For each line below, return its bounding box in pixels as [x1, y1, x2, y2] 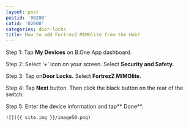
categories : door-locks [6, 26, 67, 33]
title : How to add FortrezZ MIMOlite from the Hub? [6, 32, 140, 38]
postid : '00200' [6, 15, 47, 21]
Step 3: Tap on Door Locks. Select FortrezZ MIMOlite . [6, 72, 141, 80]
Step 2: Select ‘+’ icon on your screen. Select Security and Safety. [6, 61, 174, 68]
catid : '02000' [6, 20, 45, 26]
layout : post [6, 9, 39, 15]
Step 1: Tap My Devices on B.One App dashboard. [6, 48, 132, 56]
